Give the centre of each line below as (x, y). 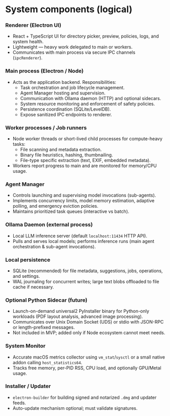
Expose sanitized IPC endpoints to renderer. (66, 114)
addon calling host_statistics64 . (47, 362)
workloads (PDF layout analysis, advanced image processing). (78, 316)
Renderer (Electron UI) (33, 25)
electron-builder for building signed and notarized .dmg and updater (84, 397)
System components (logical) (69, 9)
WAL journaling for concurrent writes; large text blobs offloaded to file (86, 281)
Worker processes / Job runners (46, 127)
